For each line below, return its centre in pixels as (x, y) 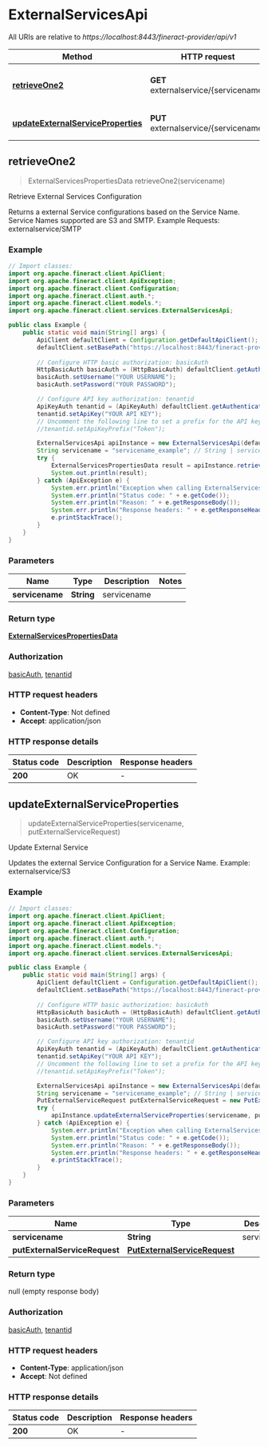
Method (78, 56)
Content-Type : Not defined (65, 712)
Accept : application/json (60, 721)
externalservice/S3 (39, 871)
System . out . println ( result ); (99, 473)
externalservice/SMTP (45, 229)
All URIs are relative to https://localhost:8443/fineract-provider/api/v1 (122, 37)
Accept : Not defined (53, 1377)
